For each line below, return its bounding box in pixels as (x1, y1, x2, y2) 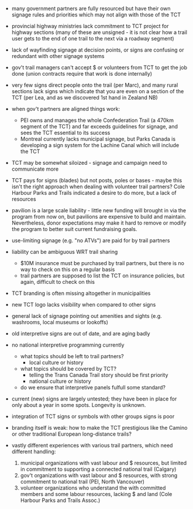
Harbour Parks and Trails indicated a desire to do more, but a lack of (11, 189, 177, 196)
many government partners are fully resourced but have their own (11, 5, 171, 12)
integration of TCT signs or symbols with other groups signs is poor (11, 413, 175, 420)
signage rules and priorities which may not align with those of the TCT (11, 11, 181, 18)
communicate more (11, 165, 59, 172)
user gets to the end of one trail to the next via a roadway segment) (11, 35, 174, 42)
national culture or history (29, 378, 92, 385)
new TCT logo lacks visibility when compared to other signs (11, 301, 156, 308)
